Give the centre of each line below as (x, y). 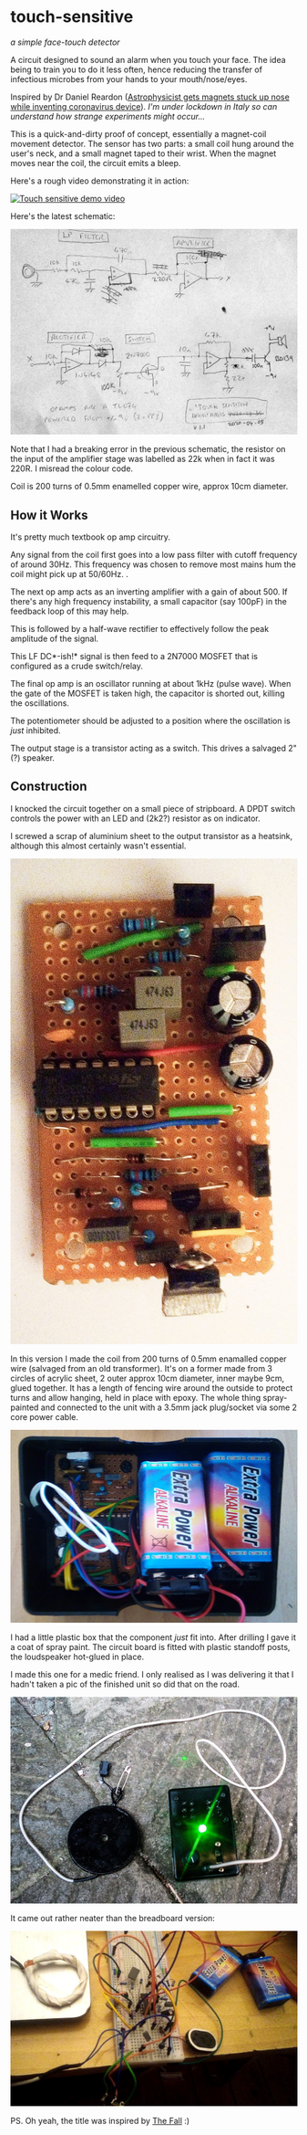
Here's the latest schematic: (63, 216)
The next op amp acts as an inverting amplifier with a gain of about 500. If (149, 592)
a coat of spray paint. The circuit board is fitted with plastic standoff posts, (150, 1646)
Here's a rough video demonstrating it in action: (100, 181)
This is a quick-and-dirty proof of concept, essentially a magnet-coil (138, 133)
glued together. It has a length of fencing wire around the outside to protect (152, 1388)
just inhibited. (36, 731)
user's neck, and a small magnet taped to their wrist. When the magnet (143, 153)
